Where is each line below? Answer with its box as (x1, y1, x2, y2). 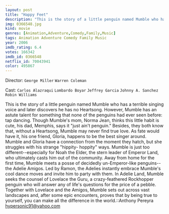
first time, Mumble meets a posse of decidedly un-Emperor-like (5, 160, 137, 166)
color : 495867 (5, 63, 35, 68)
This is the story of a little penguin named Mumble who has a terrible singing (5, 101, 164, 107)
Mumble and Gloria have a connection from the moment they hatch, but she (5, 139, 162, 145)
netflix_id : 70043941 (5, 59, 51, 64)
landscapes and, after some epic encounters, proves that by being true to (5, 192, 157, 198)
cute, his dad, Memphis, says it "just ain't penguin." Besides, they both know (5, 123, 163, 129)
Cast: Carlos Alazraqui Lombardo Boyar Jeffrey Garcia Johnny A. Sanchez (5, 87, 158, 93)
